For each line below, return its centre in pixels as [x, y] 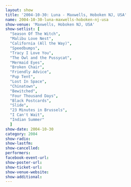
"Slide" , [19, 106]
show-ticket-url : [24, 167]
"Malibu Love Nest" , [32, 39]
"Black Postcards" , [31, 100]
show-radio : [18, 139]
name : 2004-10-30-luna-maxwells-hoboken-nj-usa [57, 19]
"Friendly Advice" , [31, 72]
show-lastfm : [19, 143]
